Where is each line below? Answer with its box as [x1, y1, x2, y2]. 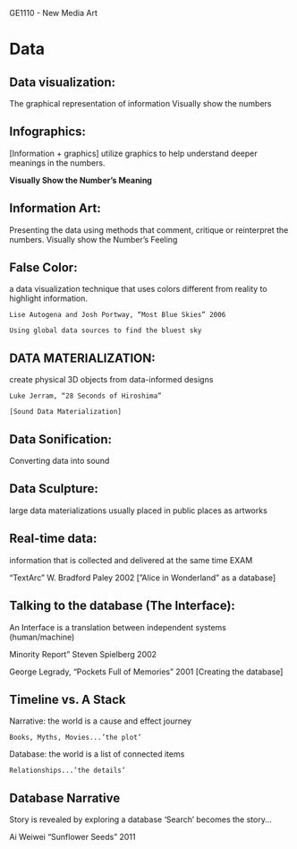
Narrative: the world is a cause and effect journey [9, 716, 192, 726]
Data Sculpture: [9, 481, 98, 496]
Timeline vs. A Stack [9, 691, 126, 707]
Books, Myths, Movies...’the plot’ [9, 733, 142, 742]
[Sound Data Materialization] [9, 407, 123, 416]
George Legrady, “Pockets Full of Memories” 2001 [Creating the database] [9, 666, 284, 677]
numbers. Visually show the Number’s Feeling [9, 234, 178, 244]
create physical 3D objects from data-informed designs [9, 374, 214, 385]
